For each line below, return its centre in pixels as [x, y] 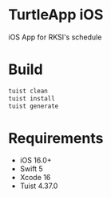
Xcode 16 [35, 178]
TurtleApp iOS [56, 15]
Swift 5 [32, 169]
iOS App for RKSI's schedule [55, 37]
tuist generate [34, 106]
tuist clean [28, 91]
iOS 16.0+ [36, 160]
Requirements [56, 138]
